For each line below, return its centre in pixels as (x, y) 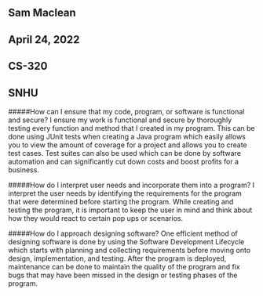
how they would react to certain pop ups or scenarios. (95, 218)
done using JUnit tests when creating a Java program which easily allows (127, 136)
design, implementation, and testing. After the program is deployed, (117, 258)
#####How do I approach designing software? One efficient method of (123, 233)
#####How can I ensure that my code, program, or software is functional (126, 111)
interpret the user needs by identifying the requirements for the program (125, 193)
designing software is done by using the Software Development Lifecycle (126, 241)
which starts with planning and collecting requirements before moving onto (130, 250)
